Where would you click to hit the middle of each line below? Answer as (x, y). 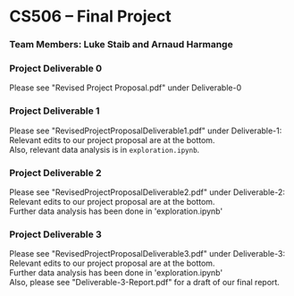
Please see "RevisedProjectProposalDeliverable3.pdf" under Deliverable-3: (147, 254)
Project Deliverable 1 (55, 111)
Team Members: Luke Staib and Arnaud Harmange (122, 45)
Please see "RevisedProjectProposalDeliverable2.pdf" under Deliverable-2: (147, 192)
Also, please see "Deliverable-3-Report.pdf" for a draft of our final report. (144, 283)
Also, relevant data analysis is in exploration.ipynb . (105, 149)
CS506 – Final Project (90, 17)
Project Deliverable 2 (55, 173)
